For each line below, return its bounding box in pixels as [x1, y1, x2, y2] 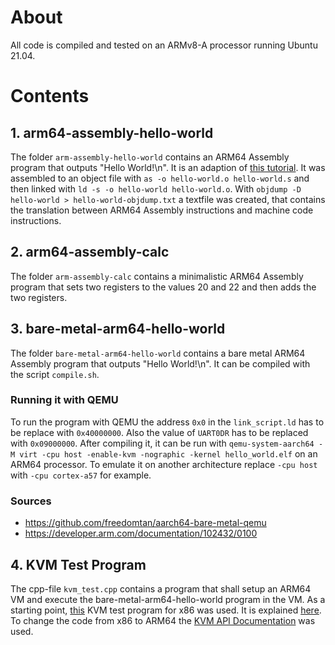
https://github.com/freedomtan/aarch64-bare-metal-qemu [24, 517, 267, 529]
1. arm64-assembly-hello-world [10, 124, 214, 141]
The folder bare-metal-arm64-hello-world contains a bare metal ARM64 [10, 347, 306, 359]
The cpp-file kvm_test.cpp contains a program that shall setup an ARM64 [10, 582, 312, 595]
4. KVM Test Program [10, 556, 147, 573]
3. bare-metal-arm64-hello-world [10, 321, 226, 338]
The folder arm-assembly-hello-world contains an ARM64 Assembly [10, 151, 290, 163]
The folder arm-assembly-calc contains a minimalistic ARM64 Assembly [10, 270, 304, 282]
